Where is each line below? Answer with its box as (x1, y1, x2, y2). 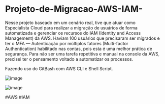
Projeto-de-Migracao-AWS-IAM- (5, 3, 143, 15)
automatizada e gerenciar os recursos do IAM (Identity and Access (5, 30, 141, 36)
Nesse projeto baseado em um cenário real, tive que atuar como (5, 20, 136, 26)
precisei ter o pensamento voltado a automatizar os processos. (5, 56, 133, 62)
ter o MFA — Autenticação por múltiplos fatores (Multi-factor (5, 40, 129, 46)
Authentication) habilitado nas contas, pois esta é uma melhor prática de (5, 46, 153, 52)
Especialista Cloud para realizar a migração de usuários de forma (5, 25, 138, 30)
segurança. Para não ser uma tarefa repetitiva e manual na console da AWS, (5, 51, 160, 57)
